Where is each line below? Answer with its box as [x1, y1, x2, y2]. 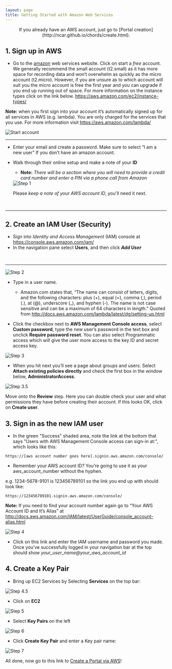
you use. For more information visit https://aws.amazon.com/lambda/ [5, 119, 151, 126]
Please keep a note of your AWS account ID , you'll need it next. [12, 190, 147, 197]
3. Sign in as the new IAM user [5, 419, 104, 428]
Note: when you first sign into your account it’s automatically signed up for [5, 108, 163, 114]
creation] [134, 26, 154, 32]
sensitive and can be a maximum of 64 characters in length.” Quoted [20, 305, 165, 312]
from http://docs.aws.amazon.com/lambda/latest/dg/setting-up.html [20, 311, 165, 317]
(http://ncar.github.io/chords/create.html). [41, 32, 131, 38]
